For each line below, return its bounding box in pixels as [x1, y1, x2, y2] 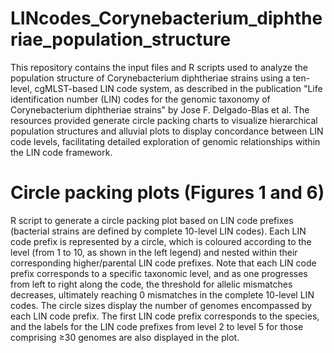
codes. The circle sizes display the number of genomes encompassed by [10, 299, 313, 311]
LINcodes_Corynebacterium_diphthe [10, 7, 323, 30]
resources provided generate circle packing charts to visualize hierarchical [10, 114, 318, 126]
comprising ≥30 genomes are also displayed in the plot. [10, 331, 240, 343]
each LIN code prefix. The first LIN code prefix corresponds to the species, [10, 310, 320, 322]
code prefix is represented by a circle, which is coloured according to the [10, 235, 312, 247]
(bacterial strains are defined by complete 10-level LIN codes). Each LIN [10, 225, 307, 237]
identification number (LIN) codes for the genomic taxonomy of [10, 93, 271, 105]
